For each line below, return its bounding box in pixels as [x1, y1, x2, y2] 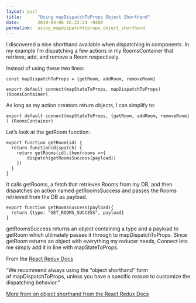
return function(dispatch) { [11, 145, 82, 151]
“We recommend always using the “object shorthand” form [6, 267, 148, 274]
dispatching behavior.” [6, 279, 60, 286]
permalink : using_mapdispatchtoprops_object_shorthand [6, 25, 145, 31]
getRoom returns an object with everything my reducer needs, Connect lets [6, 238, 188, 245]
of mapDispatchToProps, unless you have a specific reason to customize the [6, 273, 191, 280]
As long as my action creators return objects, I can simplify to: [6, 102, 156, 109]
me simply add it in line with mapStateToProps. [6, 244, 119, 251]
